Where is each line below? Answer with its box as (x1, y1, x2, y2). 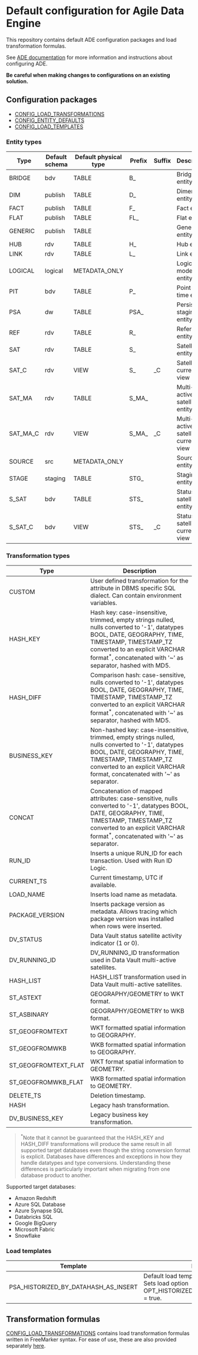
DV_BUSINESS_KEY (9, 1115, 64, 1123)
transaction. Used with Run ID (90, 857, 173, 865)
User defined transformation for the (90, 577, 189, 585)
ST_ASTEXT (9, 994, 42, 1002)
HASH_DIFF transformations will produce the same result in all (20, 1140, 172, 1147)
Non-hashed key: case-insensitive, (90, 726, 189, 734)
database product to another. (20, 1171, 91, 1179)
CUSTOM (9, 588, 35, 596)
